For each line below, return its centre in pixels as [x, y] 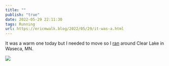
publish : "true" [22, 15]
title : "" [16, 10]
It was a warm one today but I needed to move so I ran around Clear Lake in [85, 43]
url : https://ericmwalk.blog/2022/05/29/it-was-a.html [65, 29]
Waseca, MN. [19, 49]
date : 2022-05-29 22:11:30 [34, 19]
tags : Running [20, 24]
